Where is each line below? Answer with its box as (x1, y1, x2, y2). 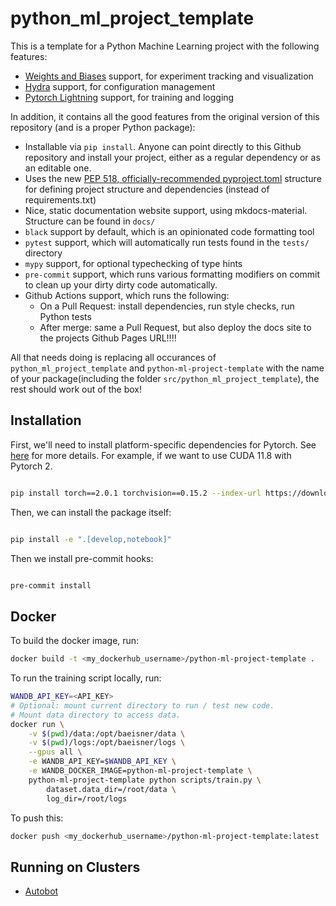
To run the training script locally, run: (10, 672, 162, 684)
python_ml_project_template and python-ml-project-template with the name (10, 362, 325, 374)
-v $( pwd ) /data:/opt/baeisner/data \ (28, 728, 186, 739)
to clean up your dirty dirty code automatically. (24, 278, 218, 291)
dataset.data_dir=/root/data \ (46, 784, 177, 794)
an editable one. (24, 162, 92, 174)
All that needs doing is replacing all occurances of (10, 351, 217, 363)
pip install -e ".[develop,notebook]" (10, 534, 172, 544)
